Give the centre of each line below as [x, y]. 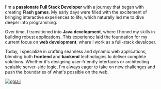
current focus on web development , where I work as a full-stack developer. [81, 42]
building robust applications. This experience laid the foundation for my [76, 37]
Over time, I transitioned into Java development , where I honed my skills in [80, 32]
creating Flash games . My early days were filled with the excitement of [76, 12]
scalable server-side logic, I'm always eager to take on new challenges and [80, 67]
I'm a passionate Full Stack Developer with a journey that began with [74, 7]
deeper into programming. [31, 22]
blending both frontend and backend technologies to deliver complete [76, 57]
